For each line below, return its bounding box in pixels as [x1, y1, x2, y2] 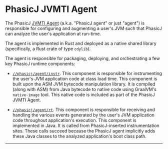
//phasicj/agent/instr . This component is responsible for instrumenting [12, 70, 162, 76]
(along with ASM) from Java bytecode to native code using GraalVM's [12, 86, 156, 92]
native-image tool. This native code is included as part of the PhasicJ [12, 91, 155, 97]
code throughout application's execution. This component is [12, 117, 136, 123]
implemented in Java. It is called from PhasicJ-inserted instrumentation [12, 122, 159, 128]
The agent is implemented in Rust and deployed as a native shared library [5, 40, 156, 46]
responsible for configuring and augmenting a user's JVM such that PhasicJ [5, 25, 162, 31]
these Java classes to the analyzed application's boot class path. [12, 133, 146, 139]
